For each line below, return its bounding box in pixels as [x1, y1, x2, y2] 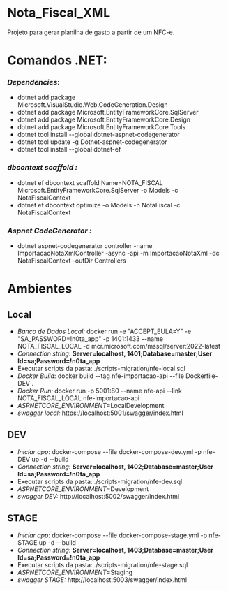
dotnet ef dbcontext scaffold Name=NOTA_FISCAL [17, 178, 164, 187]
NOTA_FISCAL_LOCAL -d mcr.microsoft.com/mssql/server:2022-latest [17, 342, 221, 351]
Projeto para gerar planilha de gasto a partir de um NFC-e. [7, 28, 175, 36]
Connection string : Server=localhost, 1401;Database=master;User [17, 349, 213, 358]
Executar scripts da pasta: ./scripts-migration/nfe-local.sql [17, 365, 186, 373]
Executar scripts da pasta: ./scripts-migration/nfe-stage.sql [17, 560, 188, 569]
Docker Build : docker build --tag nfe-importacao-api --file [17, 372, 185, 380]
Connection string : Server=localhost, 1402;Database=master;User [17, 462, 214, 471]
